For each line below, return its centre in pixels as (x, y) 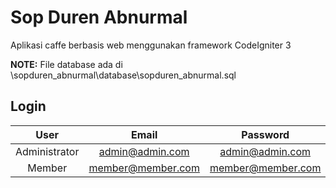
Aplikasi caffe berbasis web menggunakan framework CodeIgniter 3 (151, 45)
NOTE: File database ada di (66, 64)
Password (265, 134)
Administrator (47, 151)
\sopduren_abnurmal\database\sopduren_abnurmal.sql (123, 75)
